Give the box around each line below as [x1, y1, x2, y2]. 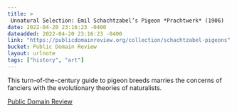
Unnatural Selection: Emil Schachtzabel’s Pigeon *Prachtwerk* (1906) [10, 17, 224, 24]
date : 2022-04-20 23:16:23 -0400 [7, 23, 107, 30]
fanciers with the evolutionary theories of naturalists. [7, 83, 162, 92]
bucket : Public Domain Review [7, 43, 98, 50]
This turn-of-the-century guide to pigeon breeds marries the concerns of [7, 76, 222, 84]
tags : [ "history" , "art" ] [7, 57, 84, 64]
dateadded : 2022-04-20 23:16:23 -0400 [7, 30, 122, 38]
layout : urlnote [7, 50, 56, 57]
